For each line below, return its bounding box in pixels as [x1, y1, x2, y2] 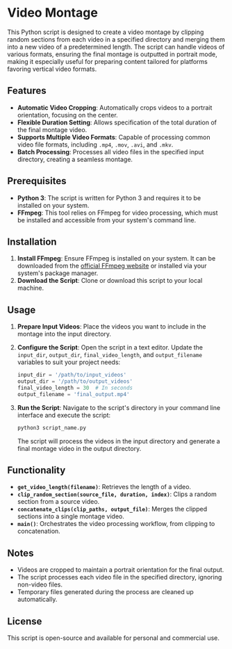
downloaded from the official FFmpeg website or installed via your [17, 262, 207, 270]
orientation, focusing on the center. [17, 110, 118, 119]
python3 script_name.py [17, 424, 87, 432]
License [7, 615, 42, 627]
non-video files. [17, 580, 63, 589]
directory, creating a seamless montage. [17, 155, 133, 163]
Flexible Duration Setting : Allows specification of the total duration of [17, 118, 217, 126]
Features [7, 85, 47, 97]
